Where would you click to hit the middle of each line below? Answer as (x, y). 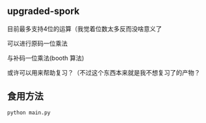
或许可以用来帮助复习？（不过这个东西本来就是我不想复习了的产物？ (104, 72)
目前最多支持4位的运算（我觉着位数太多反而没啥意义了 (85, 29)
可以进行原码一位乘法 (37, 43)
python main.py (29, 113)
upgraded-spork (43, 11)
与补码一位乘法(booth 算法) (46, 58)
